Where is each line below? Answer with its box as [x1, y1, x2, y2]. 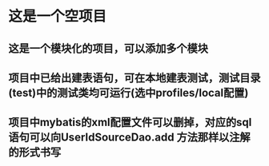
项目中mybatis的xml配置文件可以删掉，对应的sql [8, 116, 252, 129]
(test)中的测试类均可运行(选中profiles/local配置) [8, 85, 249, 100]
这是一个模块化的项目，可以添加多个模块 [8, 41, 208, 55]
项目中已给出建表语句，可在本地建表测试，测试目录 [8, 71, 261, 85]
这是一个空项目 [8, 7, 107, 26]
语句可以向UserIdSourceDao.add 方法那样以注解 [8, 131, 251, 144]
